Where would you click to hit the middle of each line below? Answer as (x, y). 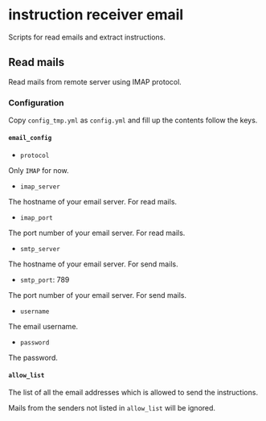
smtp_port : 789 (45, 280)
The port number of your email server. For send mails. (98, 295)
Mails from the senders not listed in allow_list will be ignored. (112, 408)
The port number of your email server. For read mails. (97, 233)
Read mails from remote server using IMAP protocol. (95, 81)
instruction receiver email (96, 15)
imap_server (40, 187)
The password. (33, 358)
